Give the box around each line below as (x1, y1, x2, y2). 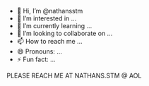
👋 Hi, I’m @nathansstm (16, 7, 83, 15)
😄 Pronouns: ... (16, 47, 63, 56)
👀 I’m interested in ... (16, 14, 77, 23)
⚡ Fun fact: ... (16, 55, 56, 63)
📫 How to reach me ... (16, 37, 83, 45)
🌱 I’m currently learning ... (16, 22, 93, 30)
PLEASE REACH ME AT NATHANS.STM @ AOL (6, 71, 142, 80)
